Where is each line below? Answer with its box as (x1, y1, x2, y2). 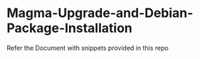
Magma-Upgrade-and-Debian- (6, 5, 194, 21)
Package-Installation (6, 20, 132, 36)
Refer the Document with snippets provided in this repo (6, 43, 169, 52)
